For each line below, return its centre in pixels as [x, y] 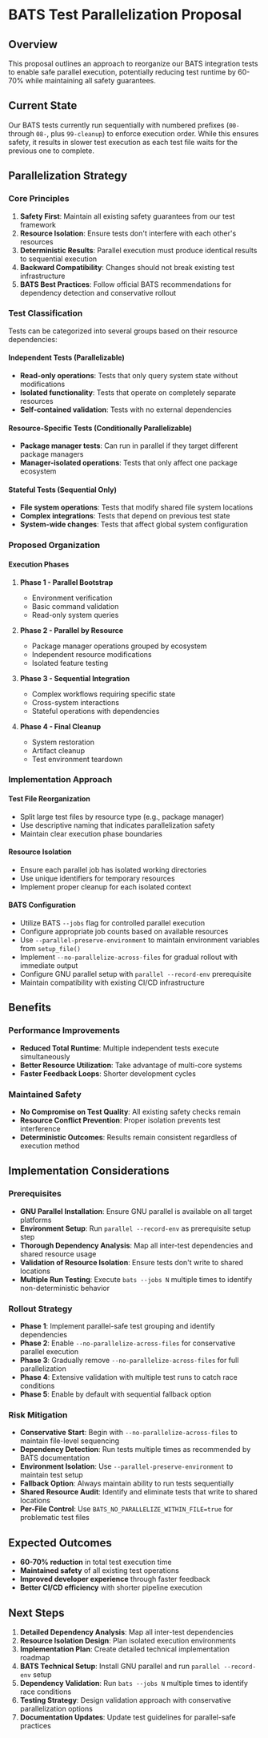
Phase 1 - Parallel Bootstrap [66, 582]
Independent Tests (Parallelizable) [67, 357]
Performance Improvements [64, 1030]
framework [38, 224]
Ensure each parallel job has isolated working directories [113, 869]
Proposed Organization [54, 545]
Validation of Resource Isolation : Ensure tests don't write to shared [132, 1262]
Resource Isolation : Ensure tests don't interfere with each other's [128, 233]
